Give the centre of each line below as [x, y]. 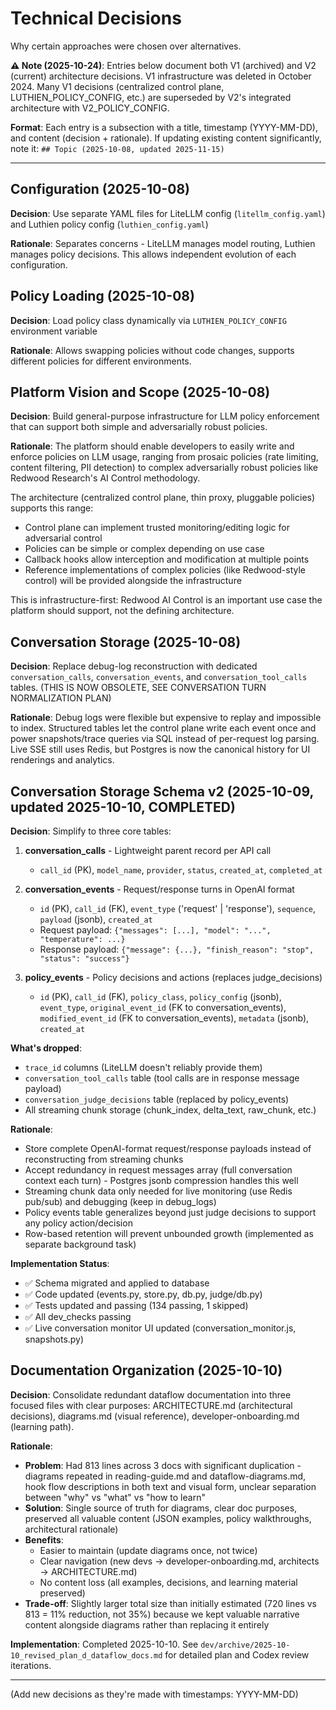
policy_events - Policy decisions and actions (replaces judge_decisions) [173, 977]
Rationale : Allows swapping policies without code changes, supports [152, 350]
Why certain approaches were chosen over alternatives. [126, 46]
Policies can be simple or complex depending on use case [144, 549]
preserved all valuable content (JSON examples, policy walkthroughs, [168, 1518]
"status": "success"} [84, 959]
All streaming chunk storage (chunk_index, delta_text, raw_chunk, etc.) [170, 1110]
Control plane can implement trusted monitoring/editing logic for [157, 528]
